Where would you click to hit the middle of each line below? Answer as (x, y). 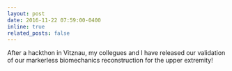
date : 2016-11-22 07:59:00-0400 (54, 20)
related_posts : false (39, 33)
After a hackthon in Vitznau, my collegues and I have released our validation (116, 53)
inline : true (26, 26)
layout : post (26, 14)
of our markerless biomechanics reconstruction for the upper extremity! (110, 61)
